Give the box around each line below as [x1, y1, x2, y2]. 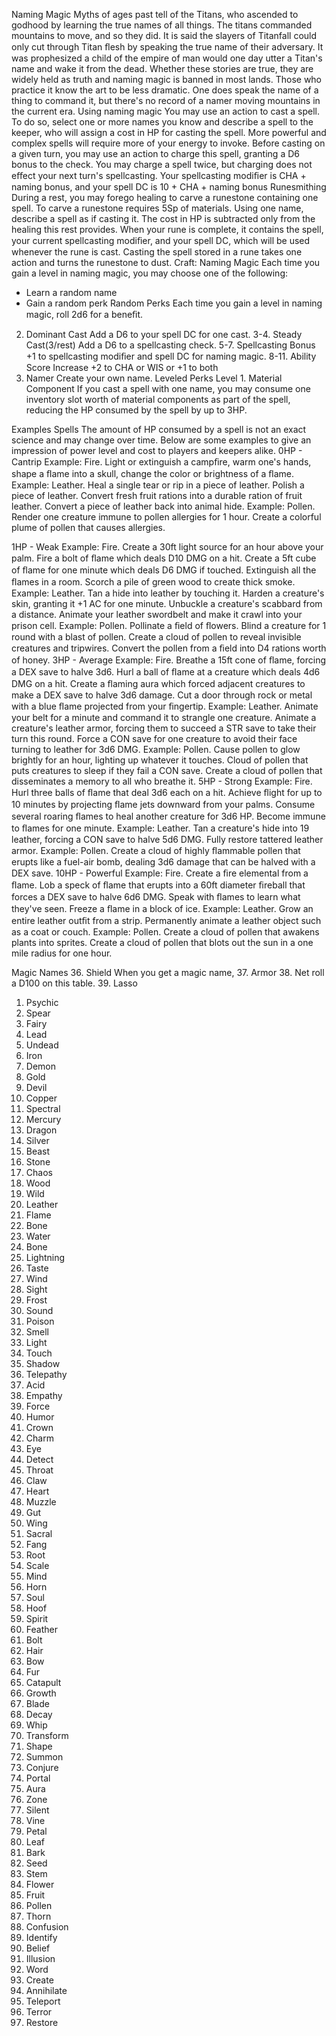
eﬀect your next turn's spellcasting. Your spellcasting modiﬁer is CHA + [11, 170, 307, 181]
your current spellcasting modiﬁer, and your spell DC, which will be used [11, 235, 311, 246]
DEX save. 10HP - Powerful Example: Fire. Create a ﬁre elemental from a [11, 867, 309, 879]
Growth [25, 1687, 57, 1699]
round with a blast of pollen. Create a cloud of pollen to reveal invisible [11, 631, 302, 643]
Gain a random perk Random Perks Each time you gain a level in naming [25, 297, 323, 309]
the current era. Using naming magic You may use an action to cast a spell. [11, 105, 321, 117]
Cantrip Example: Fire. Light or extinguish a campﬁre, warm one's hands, [11, 456, 312, 468]
